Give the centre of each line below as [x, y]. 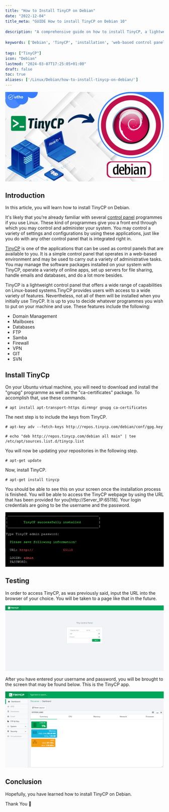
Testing [17, 581]
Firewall [21, 343]
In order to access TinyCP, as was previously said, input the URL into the [80, 593]
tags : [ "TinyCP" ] [23, 53]
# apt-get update [23, 461]
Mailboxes [23, 322]
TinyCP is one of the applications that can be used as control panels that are [84, 248]
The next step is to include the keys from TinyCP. [56, 417]
